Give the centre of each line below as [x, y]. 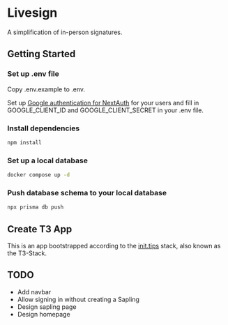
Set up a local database [48, 160]
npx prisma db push [36, 207]
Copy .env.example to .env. [46, 89]
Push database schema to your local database [87, 192]
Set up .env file [33, 74]
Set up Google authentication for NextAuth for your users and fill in [103, 103]
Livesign [32, 13]
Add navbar [34, 292]
